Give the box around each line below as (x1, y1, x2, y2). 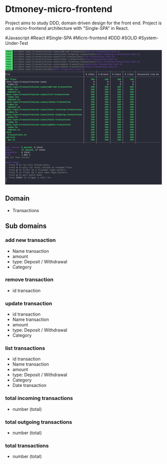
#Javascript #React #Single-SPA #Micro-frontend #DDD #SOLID (5, 35, 138, 41)
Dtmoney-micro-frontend (5, 3, 113, 15)
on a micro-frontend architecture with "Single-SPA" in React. (5, 25, 129, 31)
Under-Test (5, 40, 28, 46)
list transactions (5, 345, 46, 352)
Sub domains (5, 222, 47, 231)
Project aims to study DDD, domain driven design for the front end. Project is (5, 20, 162, 26)
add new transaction (5, 237, 56, 244)
